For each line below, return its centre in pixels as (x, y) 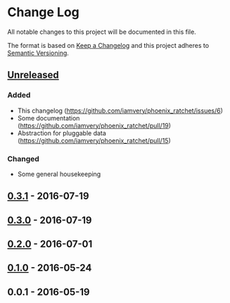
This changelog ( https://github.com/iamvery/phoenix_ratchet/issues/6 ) (120, 111)
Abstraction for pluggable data (62, 133)
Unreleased (33, 75)
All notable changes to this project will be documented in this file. (102, 32)
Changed (24, 159)
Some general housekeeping (59, 174)
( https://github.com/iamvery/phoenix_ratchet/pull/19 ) (94, 125)
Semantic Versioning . (38, 53)
